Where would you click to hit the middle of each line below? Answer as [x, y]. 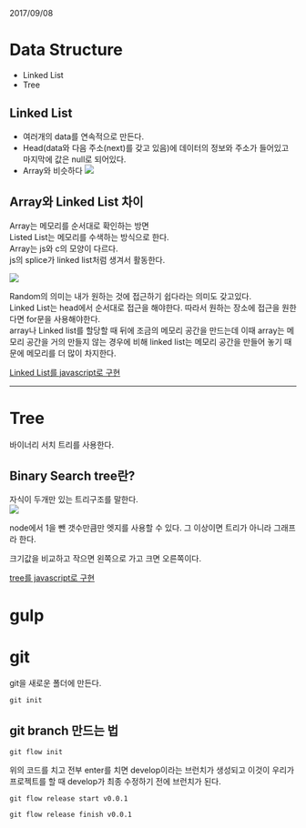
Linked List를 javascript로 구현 [65, 372]
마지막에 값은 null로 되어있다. [74, 159]
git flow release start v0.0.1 [69, 799]
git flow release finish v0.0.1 [71, 815]
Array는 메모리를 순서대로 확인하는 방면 [79, 226]
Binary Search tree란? [72, 475]
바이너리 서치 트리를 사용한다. [62, 444]
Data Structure [66, 50]
